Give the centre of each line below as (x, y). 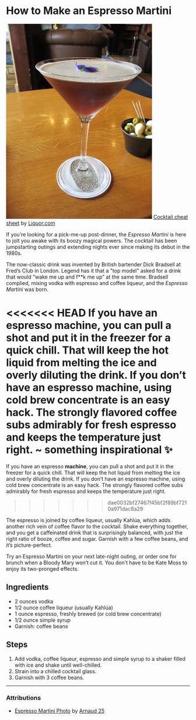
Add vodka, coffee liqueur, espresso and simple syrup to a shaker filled (100, 659)
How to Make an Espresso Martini (89, 11)
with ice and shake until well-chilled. (58, 665)
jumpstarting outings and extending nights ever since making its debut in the (98, 246)
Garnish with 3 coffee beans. (49, 677)
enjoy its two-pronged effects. (42, 568)
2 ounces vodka (34, 601)
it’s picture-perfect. (29, 545)
